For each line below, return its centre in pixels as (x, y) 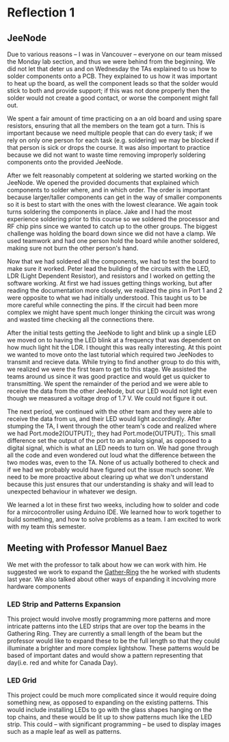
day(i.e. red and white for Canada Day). (63, 663)
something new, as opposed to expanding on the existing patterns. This (108, 702)
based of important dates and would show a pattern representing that (105, 656)
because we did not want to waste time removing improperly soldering (107, 155)
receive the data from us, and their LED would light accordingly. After (104, 419)
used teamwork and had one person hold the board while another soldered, (113, 241)
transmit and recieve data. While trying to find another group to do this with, (114, 362)
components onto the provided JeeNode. (65, 162)
